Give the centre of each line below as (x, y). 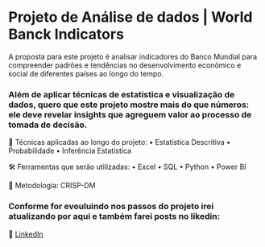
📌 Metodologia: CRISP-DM (52, 186)
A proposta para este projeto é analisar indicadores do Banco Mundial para (133, 56)
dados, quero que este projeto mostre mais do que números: (129, 105)
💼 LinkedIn (26, 234)
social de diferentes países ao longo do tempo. (86, 73)
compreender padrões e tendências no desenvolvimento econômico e (125, 65)
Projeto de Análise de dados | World (130, 17)
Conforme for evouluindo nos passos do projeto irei (111, 207)
